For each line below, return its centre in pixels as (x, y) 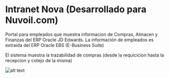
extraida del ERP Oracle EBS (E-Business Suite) (55, 45)
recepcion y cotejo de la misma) (39, 60)
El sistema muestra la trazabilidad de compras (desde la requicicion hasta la (84, 55)
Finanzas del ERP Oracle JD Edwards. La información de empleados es (79, 40)
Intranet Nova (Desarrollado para (76, 9)
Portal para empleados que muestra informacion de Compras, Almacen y (82, 34)
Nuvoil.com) (32, 20)
